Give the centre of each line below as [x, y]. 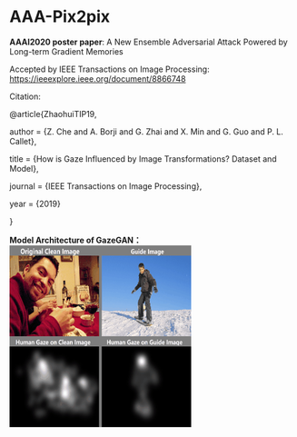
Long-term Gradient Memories [67, 51]
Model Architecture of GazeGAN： [76, 240]
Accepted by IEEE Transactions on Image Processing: [110, 69]
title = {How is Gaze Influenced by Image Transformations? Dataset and [143, 159]
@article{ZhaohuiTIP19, [53, 114]
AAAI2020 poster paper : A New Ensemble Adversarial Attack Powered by [148, 42]
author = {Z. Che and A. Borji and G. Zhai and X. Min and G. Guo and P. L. [147, 131]
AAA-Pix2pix [60, 17]
